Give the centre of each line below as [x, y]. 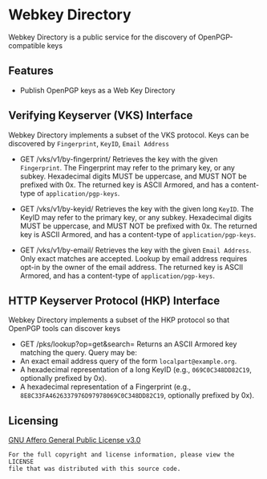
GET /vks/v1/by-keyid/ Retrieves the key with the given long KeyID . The [137, 209]
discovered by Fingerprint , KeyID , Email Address [89, 143]
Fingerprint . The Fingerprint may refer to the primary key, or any [127, 167]
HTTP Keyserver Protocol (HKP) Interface [114, 300]
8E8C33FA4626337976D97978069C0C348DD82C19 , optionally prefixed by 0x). [137, 395]
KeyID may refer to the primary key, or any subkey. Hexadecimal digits [136, 217]
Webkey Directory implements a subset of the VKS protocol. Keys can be [129, 135]
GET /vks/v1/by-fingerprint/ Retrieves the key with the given [119, 159]
